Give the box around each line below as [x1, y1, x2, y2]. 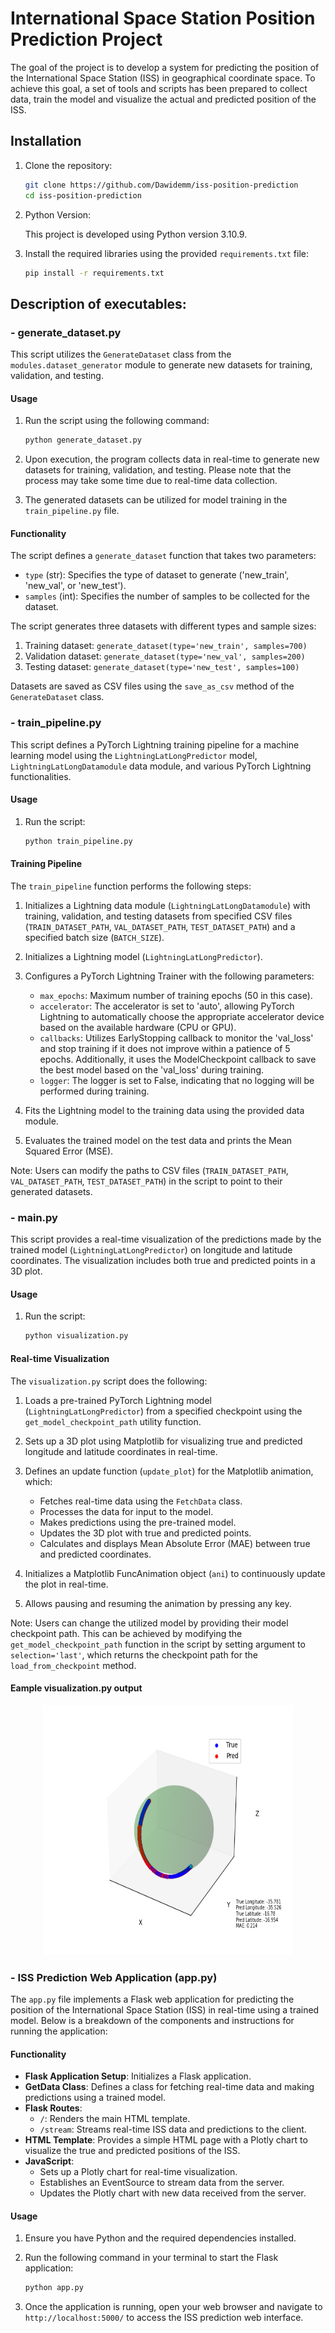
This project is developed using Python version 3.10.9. [24, 228, 248, 240]
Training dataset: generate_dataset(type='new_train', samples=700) [24, 640, 308, 652]
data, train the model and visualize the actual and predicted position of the [10, 93, 317, 105]
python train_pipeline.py [24, 836, 133, 846]
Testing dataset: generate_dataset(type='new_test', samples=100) [24, 661, 300, 673]
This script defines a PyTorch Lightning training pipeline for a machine [10, 738, 300, 751]
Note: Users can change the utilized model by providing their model [10, 1617, 289, 1629]
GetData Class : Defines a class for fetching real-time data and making [24, 2081, 315, 2093]
